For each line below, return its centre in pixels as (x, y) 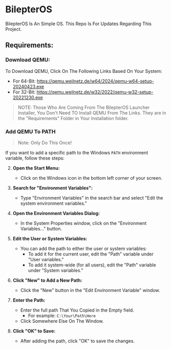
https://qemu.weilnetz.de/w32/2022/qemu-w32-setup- (95, 92)
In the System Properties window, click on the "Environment (83, 223)
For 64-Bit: (24, 81)
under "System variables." (56, 270)
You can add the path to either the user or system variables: (83, 248)
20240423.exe (28, 86)
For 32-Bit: (24, 92)
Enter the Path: (29, 300)
